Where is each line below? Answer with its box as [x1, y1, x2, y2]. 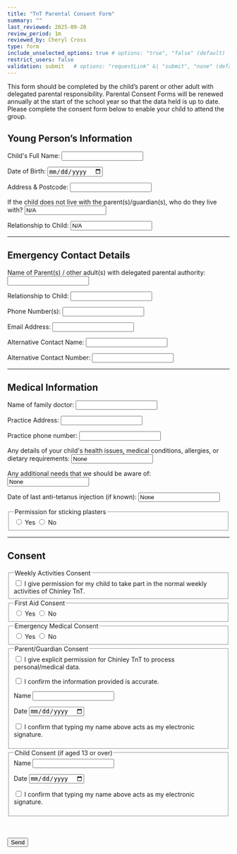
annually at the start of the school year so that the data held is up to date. [7, 97, 221, 106]
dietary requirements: [7, 454, 71, 463]
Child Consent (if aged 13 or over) [14, 748, 113, 757]
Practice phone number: [7, 432, 78, 440]
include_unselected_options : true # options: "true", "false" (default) [7, 50, 226, 57]
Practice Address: [7, 416, 59, 425]
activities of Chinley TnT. [13, 587, 85, 595]
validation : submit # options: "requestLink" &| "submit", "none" [7, 63, 213, 70]
